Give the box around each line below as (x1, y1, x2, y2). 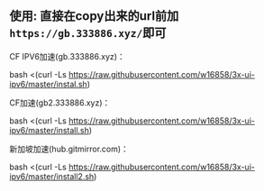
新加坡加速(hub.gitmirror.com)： (9, 143, 129, 154)
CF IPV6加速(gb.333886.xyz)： (9, 50, 126, 61)
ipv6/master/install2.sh (9, 170, 95, 182)
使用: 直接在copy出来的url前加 (9, 8, 179, 24)
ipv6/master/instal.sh (9, 78, 87, 89)
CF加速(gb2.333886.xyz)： (9, 97, 111, 108)
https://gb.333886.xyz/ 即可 (9, 25, 167, 41)
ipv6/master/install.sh (9, 124, 90, 135)
